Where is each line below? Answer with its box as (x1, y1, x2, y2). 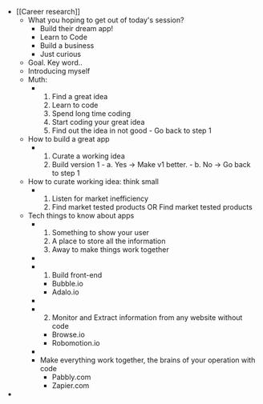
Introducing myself (27, 66, 91, 75)
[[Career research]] (15, 7, 80, 16)
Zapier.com (51, 381, 90, 390)
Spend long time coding (51, 109, 131, 118)
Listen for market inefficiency (51, 194, 149, 203)
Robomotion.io (51, 338, 100, 347)
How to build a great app (27, 134, 110, 143)
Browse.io (51, 330, 86, 339)
